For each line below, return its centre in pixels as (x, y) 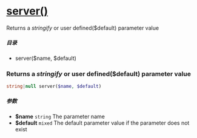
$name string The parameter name (60, 117)
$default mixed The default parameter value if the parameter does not (102, 123)
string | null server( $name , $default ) (54, 87)
